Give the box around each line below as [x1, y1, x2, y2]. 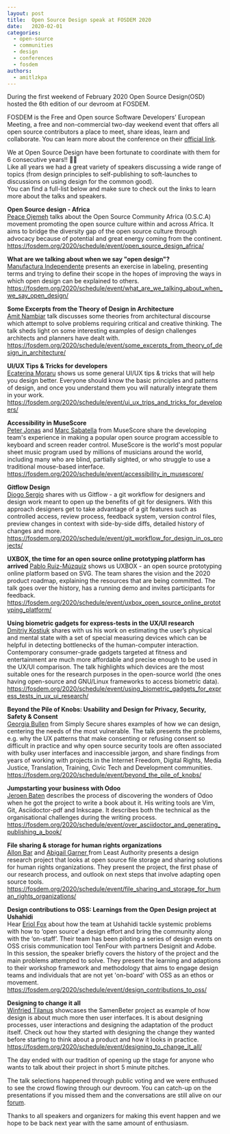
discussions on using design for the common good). [7, 178, 154, 186]
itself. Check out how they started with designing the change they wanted [7, 1028, 216, 1037]
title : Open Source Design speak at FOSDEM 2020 [7, 16, 152, 23]
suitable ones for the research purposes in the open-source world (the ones [7, 670, 222, 678]
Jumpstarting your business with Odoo [7, 784, 121, 792]
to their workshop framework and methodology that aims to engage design [7, 964, 219, 972]
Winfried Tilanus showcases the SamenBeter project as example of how [7, 1006, 210, 1015]
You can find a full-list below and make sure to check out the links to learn [7, 185, 216, 193]
